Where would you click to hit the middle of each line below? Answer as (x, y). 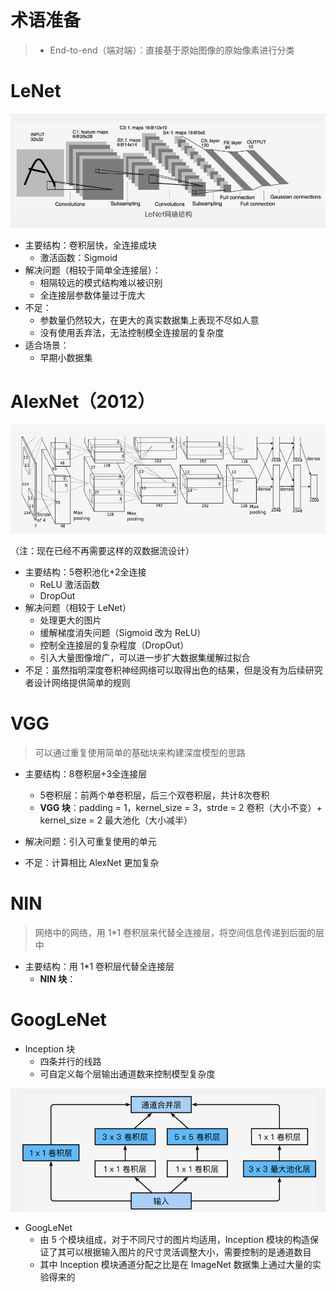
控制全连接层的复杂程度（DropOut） (114, 645)
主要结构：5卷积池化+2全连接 (85, 572)
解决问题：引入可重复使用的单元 (90, 842)
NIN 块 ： (58, 978)
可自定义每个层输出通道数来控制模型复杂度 (127, 1073)
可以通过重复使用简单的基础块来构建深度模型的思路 (140, 753)
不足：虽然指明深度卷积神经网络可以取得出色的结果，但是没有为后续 (165, 670)
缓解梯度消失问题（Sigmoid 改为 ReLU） (123, 633)
